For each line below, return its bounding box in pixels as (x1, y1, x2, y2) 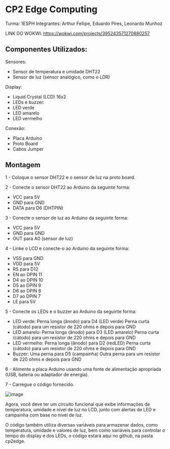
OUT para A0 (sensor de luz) (12, 235, 74, 242)
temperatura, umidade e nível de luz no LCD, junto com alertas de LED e (5, 406, 156, 412)
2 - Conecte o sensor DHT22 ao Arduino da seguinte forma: (5, 184, 130, 190)
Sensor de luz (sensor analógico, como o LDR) (12, 74, 110, 80)
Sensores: (5, 59, 26, 65)
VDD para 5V (12, 260, 41, 267)
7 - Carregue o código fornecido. (5, 381, 75, 387)
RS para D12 (12, 266, 39, 272)
